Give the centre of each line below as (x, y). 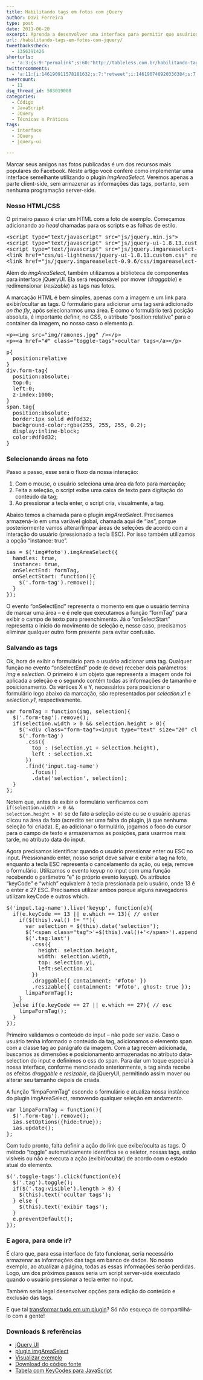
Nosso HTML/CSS (33, 206)
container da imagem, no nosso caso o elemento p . (70, 323)
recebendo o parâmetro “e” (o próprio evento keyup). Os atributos (89, 877)
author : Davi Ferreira (35, 18)
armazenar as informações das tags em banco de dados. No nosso (90, 1260)
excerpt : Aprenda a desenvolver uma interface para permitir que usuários (102, 35)
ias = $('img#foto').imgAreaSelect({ (62, 552)
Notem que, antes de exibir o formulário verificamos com (77, 802)
